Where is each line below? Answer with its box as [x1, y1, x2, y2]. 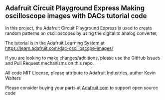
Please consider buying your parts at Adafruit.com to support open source [5, 85, 158, 91]
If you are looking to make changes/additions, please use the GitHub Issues [5, 55, 161, 61]
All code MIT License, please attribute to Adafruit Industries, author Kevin [5, 70, 156, 76]
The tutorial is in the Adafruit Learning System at [5, 40, 105, 46]
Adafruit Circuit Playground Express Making [5, 4, 145, 12]
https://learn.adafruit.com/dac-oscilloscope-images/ [5, 45, 114, 51]
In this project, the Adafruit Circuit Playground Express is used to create [5, 25, 153, 31]
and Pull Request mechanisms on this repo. [5, 60, 94, 66]
